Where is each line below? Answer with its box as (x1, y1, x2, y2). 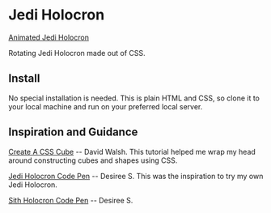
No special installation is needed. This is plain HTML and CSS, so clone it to (8, 93, 260, 103)
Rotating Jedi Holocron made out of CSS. (8, 48, 146, 58)
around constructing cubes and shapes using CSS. (8, 155, 178, 165)
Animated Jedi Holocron (8, 32, 89, 42)
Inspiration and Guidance (8, 126, 138, 139)
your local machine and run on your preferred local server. (8, 101, 203, 111)
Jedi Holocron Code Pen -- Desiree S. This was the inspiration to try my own (8, 171, 264, 181)
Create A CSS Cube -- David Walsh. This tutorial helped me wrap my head (8, 147, 256, 156)
